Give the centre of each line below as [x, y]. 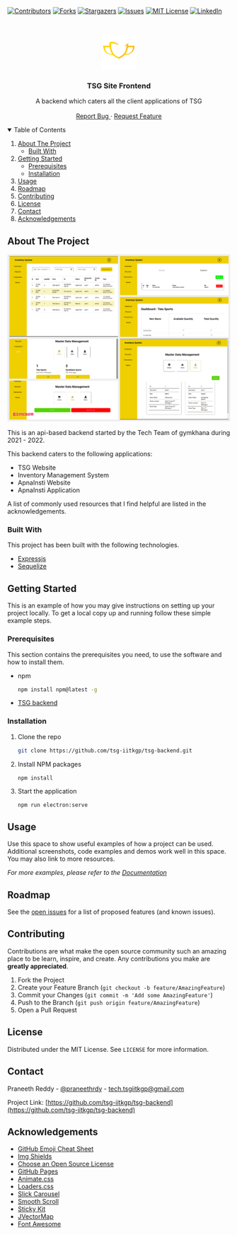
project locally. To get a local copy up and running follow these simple [109, 613]
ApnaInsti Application [48, 490]
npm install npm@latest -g [57, 690]
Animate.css [36, 1179]
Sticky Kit [31, 1209]
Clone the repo [39, 736]
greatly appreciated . [38, 966]
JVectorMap [36, 1217]
